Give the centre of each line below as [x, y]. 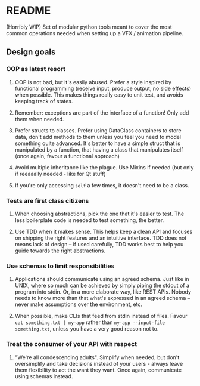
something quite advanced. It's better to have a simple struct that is [97, 143]
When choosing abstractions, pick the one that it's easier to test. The [99, 214]
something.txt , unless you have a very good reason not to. [87, 329]
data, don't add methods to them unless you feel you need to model [98, 137]
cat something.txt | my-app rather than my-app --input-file [90, 322]
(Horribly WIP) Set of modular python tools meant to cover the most [89, 27]
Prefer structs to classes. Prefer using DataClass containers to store [98, 130]
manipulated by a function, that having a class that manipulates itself [99, 149]
